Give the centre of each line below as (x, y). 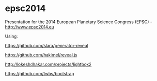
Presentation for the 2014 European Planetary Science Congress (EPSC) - (79, 22)
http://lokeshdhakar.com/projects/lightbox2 (48, 64)
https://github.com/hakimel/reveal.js (41, 55)
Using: (12, 36)
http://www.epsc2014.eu (30, 27)
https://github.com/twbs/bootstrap (39, 73)
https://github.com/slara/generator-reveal (47, 45)
